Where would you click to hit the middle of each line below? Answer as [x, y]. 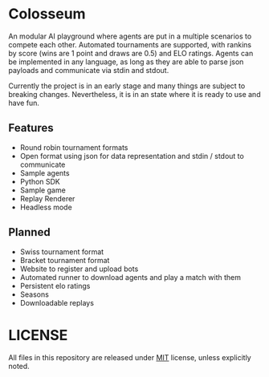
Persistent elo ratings [55, 286]
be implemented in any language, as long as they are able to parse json [126, 62]
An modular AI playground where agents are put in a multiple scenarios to [130, 36]
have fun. [24, 103]
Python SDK [40, 181]
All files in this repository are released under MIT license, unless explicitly [130, 357]
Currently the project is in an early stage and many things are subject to [127, 86]
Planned [29, 232]
